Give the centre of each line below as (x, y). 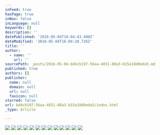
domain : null (23, 87)
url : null (19, 91)
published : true (21, 69)
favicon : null (24, 96)
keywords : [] (18, 28)
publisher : (16, 78)
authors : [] (17, 73)
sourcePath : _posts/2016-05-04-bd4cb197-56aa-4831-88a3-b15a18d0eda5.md (80, 64)
